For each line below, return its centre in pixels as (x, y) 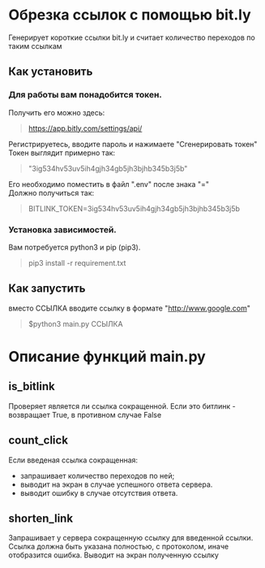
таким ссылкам (35, 46)
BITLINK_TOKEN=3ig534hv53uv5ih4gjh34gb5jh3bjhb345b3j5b (134, 208)
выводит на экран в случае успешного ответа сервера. (116, 484)
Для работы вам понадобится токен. (85, 95)
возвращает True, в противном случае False (85, 414)
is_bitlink (32, 386)
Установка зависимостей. (63, 229)
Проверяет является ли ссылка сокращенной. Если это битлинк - (122, 406)
